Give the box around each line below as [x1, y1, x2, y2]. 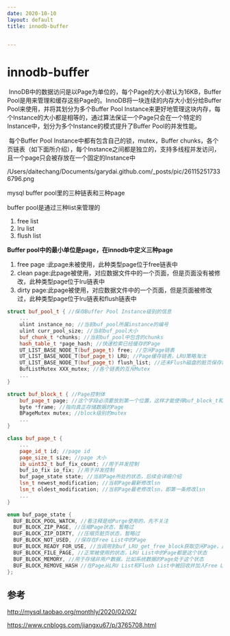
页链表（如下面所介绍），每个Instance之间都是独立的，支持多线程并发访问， [7, 145, 220, 154]
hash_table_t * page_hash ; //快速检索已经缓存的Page [19, 340, 161, 347]
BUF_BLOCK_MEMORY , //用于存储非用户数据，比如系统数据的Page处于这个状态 [13, 556, 204, 563]
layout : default [7, 16, 53, 23]
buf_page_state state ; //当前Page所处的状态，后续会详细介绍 [19, 474, 182, 480]
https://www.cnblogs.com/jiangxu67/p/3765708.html [7, 621, 157, 629]
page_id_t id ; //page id [19, 448, 90, 454]
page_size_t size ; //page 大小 [19, 454, 107, 461]
